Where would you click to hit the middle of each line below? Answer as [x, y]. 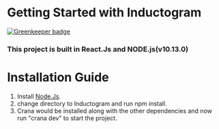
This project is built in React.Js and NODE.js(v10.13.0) [98, 49]
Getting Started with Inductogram [104, 13]
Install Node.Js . [39, 96]
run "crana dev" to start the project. [67, 118]
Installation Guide [58, 77]
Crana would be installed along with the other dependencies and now [115, 111]
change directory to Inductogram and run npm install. [92, 103]
